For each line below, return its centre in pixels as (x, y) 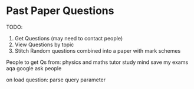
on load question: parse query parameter (56, 80)
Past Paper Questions (60, 11)
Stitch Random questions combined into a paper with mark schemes (98, 50)
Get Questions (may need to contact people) (69, 38)
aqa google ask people (34, 68)
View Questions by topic (44, 44)
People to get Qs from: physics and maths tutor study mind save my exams (97, 62)
